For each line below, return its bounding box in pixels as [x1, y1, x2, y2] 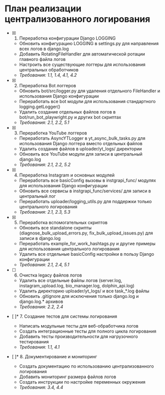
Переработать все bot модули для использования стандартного [19, 98, 156, 104]
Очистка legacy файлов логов [19, 272, 82, 278]
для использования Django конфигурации [19, 182, 108, 188]
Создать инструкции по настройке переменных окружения [19, 379, 146, 385]
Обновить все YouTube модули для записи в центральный [19, 151, 143, 157]
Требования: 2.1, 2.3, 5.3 [19, 209, 70, 215]
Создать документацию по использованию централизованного [19, 363, 154, 369]
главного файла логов [19, 56, 66, 62]
